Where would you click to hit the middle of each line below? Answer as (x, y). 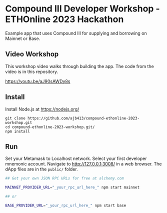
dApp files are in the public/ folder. (42, 169)
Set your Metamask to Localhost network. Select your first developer (76, 158)
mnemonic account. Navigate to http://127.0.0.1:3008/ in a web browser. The (83, 164)
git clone (15, 118)
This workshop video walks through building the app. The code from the (79, 66)
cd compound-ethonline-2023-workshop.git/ (50, 127)
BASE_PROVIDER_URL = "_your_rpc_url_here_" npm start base (66, 205)
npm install (17, 131)
